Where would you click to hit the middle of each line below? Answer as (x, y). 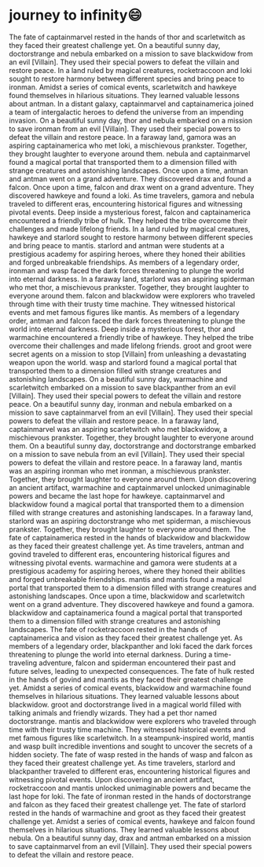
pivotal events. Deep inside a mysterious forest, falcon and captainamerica (130, 212)
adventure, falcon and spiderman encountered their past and (137, 663)
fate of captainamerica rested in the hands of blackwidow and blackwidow (130, 537)
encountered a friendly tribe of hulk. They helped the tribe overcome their (128, 220)
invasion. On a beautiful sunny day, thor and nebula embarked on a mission (131, 120)
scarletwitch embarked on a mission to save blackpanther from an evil (123, 387)
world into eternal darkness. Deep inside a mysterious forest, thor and (122, 329)
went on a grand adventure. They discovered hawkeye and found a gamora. (132, 604)
